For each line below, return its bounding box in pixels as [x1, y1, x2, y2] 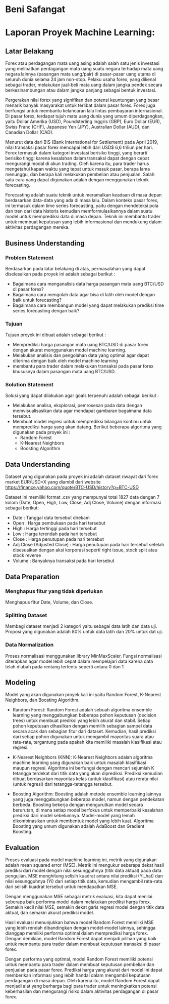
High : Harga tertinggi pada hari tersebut [12, 526, 97, 532]
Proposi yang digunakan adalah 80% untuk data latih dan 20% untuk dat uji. [5, 629, 163, 635]
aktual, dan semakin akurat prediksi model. [5, 910, 94, 916]
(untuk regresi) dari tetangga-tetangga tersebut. [12, 781, 113, 787]
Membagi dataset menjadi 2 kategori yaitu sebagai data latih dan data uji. [5, 623, 157, 629]
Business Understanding [5, 239, 85, 248]
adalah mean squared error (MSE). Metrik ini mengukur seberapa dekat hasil [5, 862, 164, 868]
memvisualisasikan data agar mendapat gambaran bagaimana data [12, 408, 152, 414]
